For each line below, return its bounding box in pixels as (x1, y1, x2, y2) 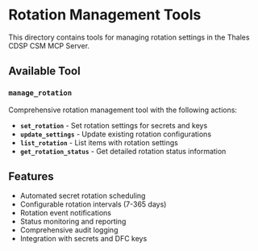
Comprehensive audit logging (19, 225, 119, 235)
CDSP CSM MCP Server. (8, 40, 90, 50)
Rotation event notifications (19, 208, 111, 218)
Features (8, 169, 54, 183)
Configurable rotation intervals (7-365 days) (19, 199, 167, 209)
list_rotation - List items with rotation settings (19, 137, 179, 147)
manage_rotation (8, 89, 73, 98)
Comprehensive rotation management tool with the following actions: (8, 105, 238, 115)
